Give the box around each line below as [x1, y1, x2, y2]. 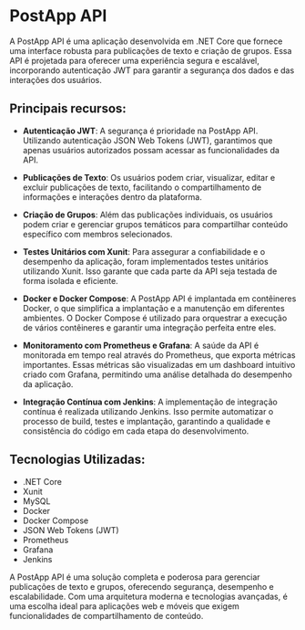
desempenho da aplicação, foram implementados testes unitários [22, 256, 269, 267]
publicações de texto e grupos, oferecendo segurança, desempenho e [9, 581, 275, 592]
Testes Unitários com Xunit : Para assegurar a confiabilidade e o [22, 246, 266, 257]
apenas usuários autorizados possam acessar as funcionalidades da [22, 144, 280, 155]
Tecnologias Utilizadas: [9, 452, 146, 467]
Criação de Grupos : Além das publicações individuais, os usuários [22, 209, 273, 220]
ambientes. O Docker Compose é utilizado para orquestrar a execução [22, 312, 288, 323]
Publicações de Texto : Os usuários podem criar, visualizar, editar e [22, 172, 276, 183]
